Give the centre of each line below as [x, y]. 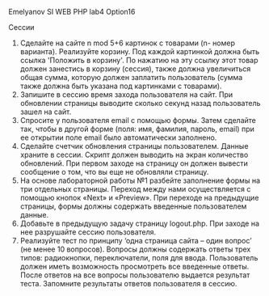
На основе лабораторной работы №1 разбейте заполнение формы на [140, 180]
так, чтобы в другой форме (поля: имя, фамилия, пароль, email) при [137, 129]
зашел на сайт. [46, 112]
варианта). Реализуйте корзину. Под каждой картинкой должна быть [140, 51]
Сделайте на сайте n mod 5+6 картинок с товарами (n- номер [128, 43]
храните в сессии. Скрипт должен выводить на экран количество [134, 154]
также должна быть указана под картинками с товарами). [121, 86]
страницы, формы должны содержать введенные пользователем [133, 206]
